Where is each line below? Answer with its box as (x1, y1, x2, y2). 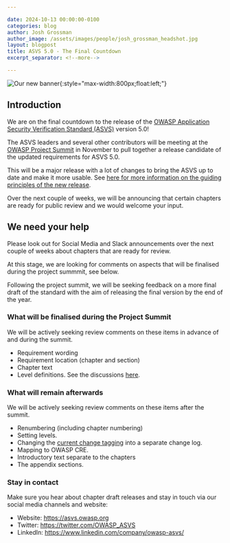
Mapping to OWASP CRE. (16, 446, 89, 454)
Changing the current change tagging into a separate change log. (16, 439, 203, 447)
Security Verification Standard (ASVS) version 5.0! (7, 124, 149, 133)
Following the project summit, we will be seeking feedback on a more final (7, 280, 217, 289)
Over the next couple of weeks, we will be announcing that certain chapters (7, 194, 222, 202)
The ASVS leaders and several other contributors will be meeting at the (7, 138, 208, 146)
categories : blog (7, 22, 57, 30)
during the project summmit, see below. (7, 267, 119, 276)
